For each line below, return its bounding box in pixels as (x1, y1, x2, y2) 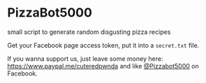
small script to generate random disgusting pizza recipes (7, 28, 171, 36)
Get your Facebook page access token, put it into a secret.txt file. (7, 41, 200, 49)
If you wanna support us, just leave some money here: (7, 54, 163, 63)
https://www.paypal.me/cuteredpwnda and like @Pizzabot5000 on (7, 62, 199, 70)
